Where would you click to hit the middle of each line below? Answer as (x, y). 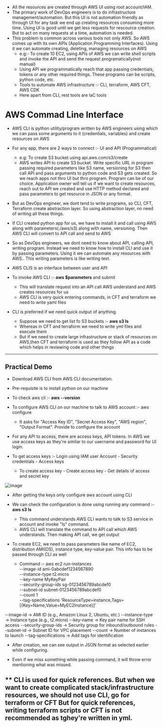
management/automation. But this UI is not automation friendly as (78, 17)
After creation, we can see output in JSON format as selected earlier (80, 645)
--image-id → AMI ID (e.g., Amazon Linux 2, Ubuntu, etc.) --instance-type (79, 614)
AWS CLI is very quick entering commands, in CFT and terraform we (88, 297)
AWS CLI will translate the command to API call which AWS (78, 529)
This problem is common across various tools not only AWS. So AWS (81, 38)
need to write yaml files (43, 302)
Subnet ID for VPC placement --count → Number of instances (94, 630)
